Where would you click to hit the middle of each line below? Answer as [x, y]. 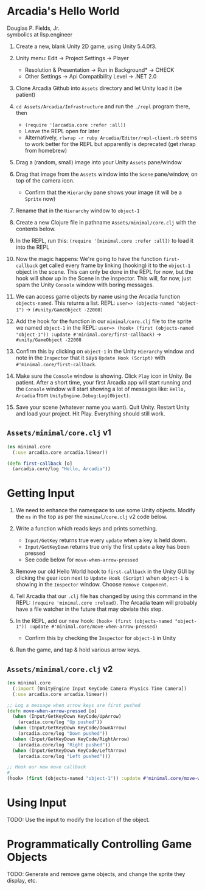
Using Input [37, 803]
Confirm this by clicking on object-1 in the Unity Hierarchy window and [105, 351]
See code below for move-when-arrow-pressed [82, 560]
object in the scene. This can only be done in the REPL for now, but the [104, 271]
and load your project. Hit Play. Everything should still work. [90, 413]
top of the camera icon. [45, 180]
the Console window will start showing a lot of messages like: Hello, [101, 389]
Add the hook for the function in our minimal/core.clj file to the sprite [103, 321]
